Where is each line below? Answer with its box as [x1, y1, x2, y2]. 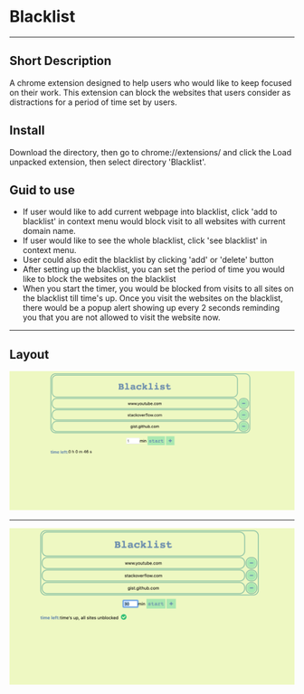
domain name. [22, 226, 77, 237]
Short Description [9, 53, 112, 69]
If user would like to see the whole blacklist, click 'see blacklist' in [22, 235, 268, 246]
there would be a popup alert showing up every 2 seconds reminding [22, 303, 280, 314]
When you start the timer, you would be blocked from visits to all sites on [22, 283, 294, 295]
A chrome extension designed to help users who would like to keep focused [9, 77, 292, 88]
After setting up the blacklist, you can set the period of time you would [22, 264, 285, 275]
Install [9, 123, 45, 138]
